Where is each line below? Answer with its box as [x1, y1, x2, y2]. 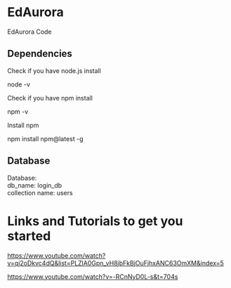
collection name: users [7, 188, 73, 197]
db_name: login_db [7, 181, 62, 190]
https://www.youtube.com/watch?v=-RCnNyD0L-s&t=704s [7, 272, 178, 281]
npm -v [7, 107, 29, 116]
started [7, 228, 51, 244]
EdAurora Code [7, 27, 52, 36]
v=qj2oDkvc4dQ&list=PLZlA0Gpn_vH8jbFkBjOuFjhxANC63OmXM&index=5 [7, 258, 225, 267]
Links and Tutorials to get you [7, 213, 183, 229]
